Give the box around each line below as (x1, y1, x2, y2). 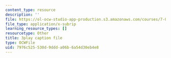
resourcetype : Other (5, 31, 49, 36)
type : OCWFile (5, 40, 36, 45)
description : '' (5, 12, 40, 17)
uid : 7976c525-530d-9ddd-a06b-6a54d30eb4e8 (5, 45, 99, 50)
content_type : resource (5, 7, 56, 13)
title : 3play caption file (5, 36, 63, 41)
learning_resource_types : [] (5, 26, 67, 31)
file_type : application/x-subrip (5, 21, 76, 27)
